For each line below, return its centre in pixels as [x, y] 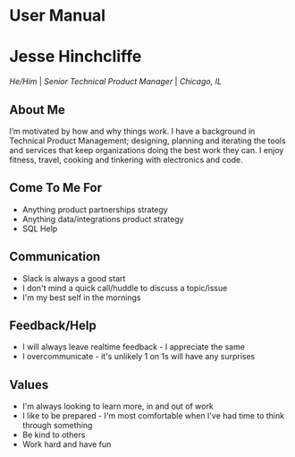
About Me [37, 110]
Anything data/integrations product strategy [103, 219]
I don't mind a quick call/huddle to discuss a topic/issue [125, 288]
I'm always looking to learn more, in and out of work [118, 406]
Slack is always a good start [74, 278]
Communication [55, 257]
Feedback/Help [53, 325]
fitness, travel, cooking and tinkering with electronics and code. [126, 160]
